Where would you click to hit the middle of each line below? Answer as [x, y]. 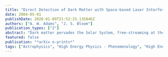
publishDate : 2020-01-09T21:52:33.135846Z [50, 19]
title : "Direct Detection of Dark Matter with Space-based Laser [74, 10]
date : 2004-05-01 [23, 14]
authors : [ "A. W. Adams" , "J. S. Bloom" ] [49, 24]
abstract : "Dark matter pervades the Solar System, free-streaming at [80, 33]
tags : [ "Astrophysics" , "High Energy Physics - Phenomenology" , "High [80, 47]
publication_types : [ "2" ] [32, 28]
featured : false [22, 38]
